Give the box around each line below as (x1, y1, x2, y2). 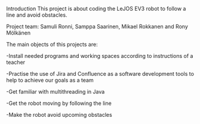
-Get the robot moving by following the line (6, 100, 112, 107)
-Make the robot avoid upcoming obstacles (6, 111, 112, 118)
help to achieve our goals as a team (6, 77, 94, 83)
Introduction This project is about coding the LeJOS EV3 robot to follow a (6, 5, 186, 12)
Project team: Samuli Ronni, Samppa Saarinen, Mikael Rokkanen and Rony (6, 23, 188, 30)
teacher (6, 59, 26, 66)
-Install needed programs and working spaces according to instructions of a (6, 52, 193, 59)
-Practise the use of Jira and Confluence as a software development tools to (6, 70, 194, 77)
